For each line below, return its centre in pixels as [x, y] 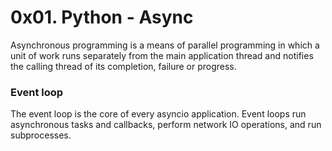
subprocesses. [41, 135]
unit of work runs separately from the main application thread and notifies [162, 55]
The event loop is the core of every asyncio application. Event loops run [158, 114]
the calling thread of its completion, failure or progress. [123, 66]
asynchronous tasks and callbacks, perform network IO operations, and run [166, 125]
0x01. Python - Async [102, 17]
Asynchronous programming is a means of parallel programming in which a [165, 45]
